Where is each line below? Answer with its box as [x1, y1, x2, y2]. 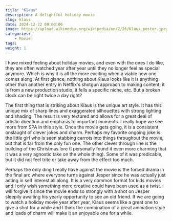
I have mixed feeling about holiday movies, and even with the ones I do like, [5, 59, 165, 65]
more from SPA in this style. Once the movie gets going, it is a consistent [5, 124, 159, 130]
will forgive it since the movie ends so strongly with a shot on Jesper [5, 188, 150, 194]
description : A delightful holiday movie [5, 12, 95, 17]
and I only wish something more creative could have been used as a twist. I [5, 183, 164, 189]
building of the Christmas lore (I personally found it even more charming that [5, 145, 167, 151]
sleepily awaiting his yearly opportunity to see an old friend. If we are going [5, 193, 164, 200]
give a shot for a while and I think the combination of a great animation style [5, 204, 165, 210]
